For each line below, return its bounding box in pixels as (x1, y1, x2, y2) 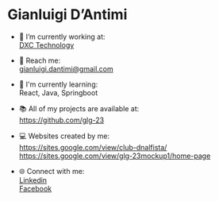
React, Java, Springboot (18, 87, 98, 97)
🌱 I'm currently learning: (18, 79, 98, 89)
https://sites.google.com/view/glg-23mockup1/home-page (18, 151, 211, 160)
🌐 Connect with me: (18, 166, 85, 176)
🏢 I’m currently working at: (18, 32, 106, 41)
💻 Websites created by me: (18, 131, 110, 141)
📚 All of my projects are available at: (18, 103, 140, 113)
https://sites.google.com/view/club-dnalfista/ (18, 142, 167, 152)
